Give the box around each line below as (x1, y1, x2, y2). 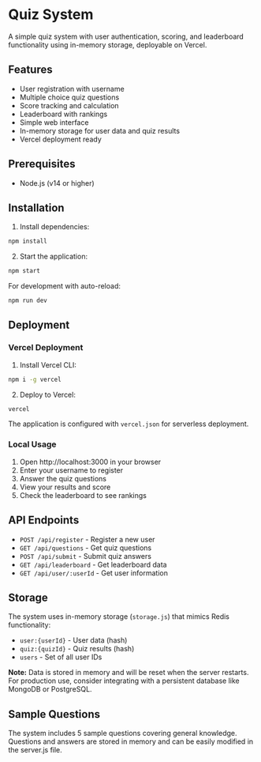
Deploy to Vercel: (19, 390, 76, 399)
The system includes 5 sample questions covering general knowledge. (8, 729, 238, 738)
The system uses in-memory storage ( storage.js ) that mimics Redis (8, 612, 230, 621)
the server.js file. (8, 745, 63, 755)
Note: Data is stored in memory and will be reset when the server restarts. (8, 668, 249, 677)
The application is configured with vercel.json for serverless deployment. (8, 419, 249, 428)
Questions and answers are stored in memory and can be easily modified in (8, 737, 254, 746)
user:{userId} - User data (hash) (19, 636, 128, 645)
